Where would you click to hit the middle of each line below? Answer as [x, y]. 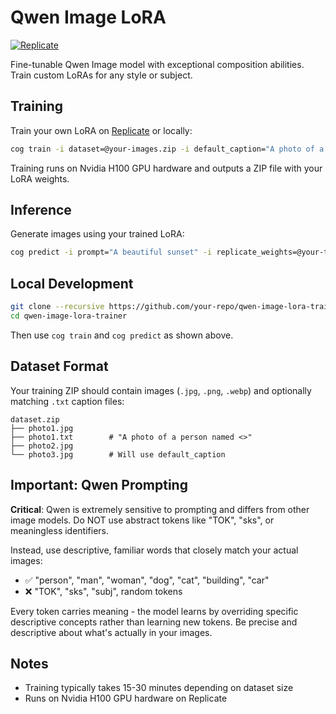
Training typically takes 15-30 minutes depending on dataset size [159, 688]
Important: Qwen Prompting [99, 485]
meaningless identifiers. [60, 530]
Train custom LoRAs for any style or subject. [101, 75]
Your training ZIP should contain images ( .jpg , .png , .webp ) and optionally [161, 390]
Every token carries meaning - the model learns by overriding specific [154, 611]
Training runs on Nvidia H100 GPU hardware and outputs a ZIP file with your [166, 168]
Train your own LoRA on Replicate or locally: [101, 130]
